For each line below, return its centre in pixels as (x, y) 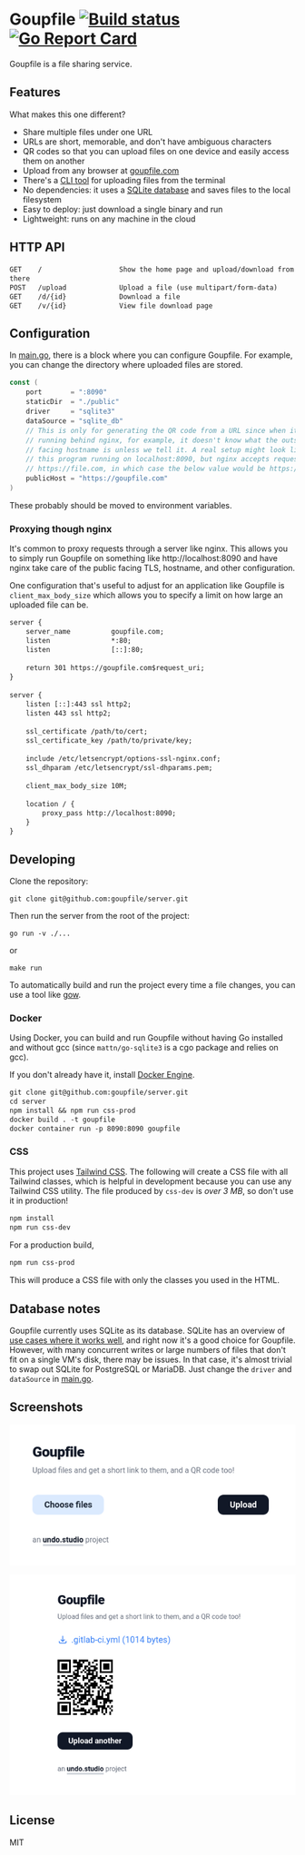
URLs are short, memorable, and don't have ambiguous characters (147, 142)
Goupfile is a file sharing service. (71, 64)
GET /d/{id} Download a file (95, 296)
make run (26, 968)
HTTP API (37, 247)
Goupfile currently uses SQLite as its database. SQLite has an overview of (148, 1331)
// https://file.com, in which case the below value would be (146, 469)
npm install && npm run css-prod (73, 1111)
